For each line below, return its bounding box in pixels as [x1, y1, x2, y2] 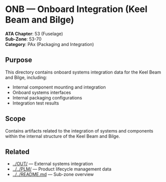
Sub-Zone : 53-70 [5, 36, 41, 42]
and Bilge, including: [5, 74, 47, 80]
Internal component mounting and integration [12, 84, 106, 90]
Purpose [5, 56, 32, 64]
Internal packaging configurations [12, 94, 82, 100]
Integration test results [12, 100, 59, 106]
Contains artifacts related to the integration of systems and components [5, 127, 153, 133]
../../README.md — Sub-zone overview [12, 171, 94, 177]
